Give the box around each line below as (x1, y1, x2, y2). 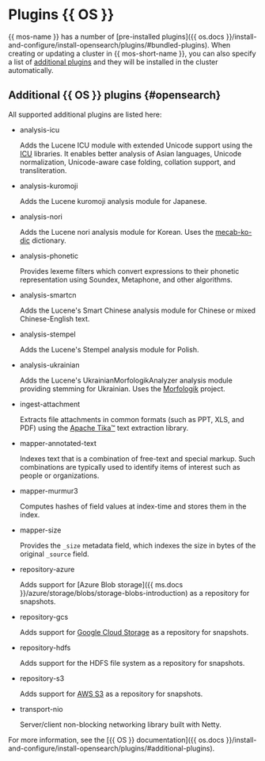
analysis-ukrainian (19, 359, 81, 370)
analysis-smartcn (19, 290, 77, 299)
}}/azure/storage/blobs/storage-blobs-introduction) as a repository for (19, 588, 250, 598)
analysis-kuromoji (19, 181, 78, 190)
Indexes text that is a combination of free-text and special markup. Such (19, 454, 256, 463)
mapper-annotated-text (19, 438, 97, 448)
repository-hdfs (19, 643, 71, 652)
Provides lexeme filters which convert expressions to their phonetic (19, 266, 240, 275)
